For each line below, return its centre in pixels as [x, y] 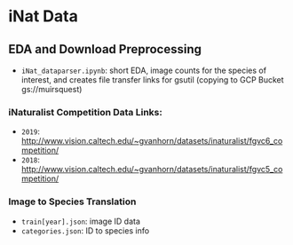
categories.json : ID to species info [85, 230]
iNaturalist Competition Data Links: [86, 112]
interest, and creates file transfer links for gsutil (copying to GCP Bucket [153, 80]
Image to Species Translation [72, 202]
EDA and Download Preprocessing [105, 49]
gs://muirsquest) [51, 89]
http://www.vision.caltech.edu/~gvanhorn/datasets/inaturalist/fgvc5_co [152, 170]
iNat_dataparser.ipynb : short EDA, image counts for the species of [144, 70]
